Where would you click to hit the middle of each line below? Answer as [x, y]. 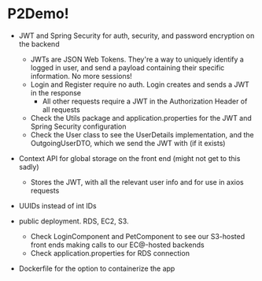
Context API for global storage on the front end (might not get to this [129, 158]
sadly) [29, 167]
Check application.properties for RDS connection [110, 253]
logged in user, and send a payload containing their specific [127, 67]
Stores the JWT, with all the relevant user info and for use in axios [137, 182]
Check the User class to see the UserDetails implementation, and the [142, 134]
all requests [61, 109]
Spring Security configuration [78, 126]
